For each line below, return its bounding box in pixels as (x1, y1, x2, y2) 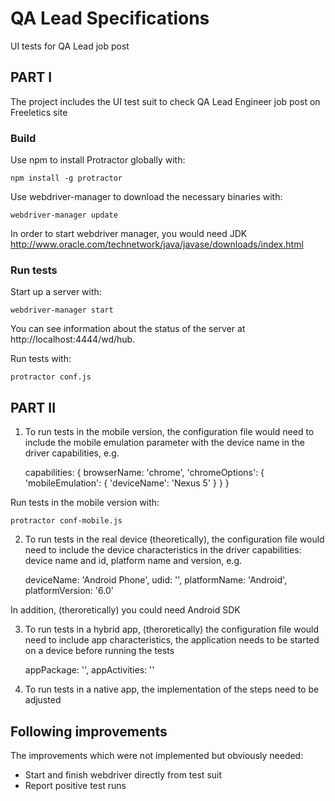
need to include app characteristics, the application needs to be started (24, 634, 320, 646)
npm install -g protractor (10, 173, 123, 184)
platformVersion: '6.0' (24, 585, 114, 597)
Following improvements (10, 723, 168, 740)
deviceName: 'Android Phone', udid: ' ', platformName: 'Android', (24, 574, 288, 586)
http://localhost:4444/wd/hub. (10, 333, 136, 346)
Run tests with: (10, 353, 72, 365)
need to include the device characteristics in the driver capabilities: (24, 544, 302, 556)
